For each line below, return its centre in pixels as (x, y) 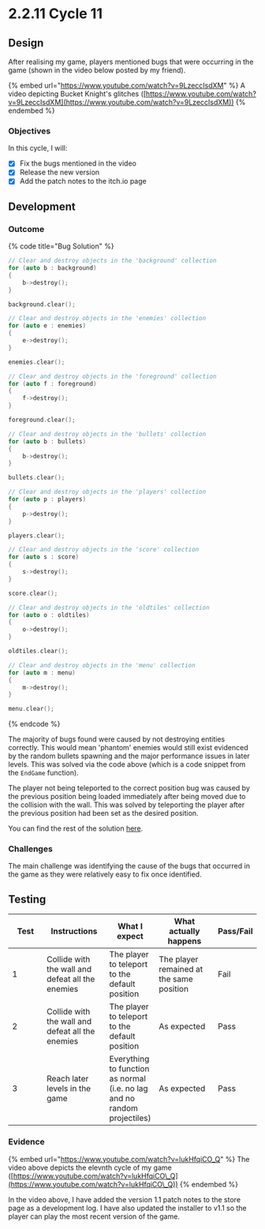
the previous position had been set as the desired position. (103, 813)
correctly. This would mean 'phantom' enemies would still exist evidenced (128, 748)
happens (185, 941)
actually (185, 932)
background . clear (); (42, 304)
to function (129, 1069)
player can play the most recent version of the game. (94, 1216)
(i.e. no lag (129, 1089)
